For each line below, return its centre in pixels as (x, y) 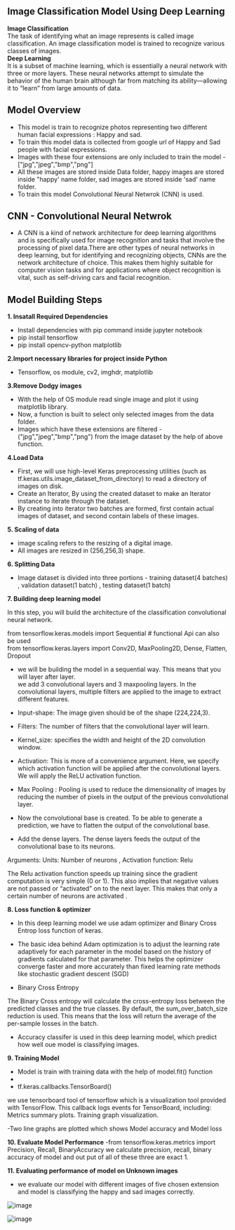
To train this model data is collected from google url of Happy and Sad (119, 142)
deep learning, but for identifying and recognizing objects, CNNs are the (122, 255)
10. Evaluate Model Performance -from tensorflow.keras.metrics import (112, 1142)
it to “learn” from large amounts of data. (65, 88)
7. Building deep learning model (54, 599)
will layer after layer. (46, 677)
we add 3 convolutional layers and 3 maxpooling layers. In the (107, 684)
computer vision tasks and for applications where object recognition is (119, 270)
